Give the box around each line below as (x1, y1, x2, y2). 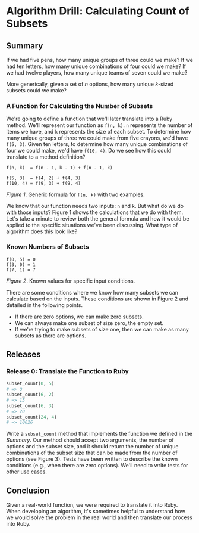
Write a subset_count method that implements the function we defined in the (6, 430, 193, 438)
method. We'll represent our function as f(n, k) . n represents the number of (6, 122, 193, 129)
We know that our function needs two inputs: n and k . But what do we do (6, 203, 184, 210)
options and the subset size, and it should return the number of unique (6, 443, 179, 450)
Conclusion (6, 485, 50, 495)
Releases (6, 349, 41, 359)
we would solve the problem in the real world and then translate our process (6, 514, 193, 521)
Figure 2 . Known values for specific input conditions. (6, 277, 135, 284)
